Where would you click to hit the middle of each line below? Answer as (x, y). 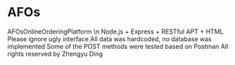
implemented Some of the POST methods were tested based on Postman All (118, 46)
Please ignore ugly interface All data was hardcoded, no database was (110, 38)
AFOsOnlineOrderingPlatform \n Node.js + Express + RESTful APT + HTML (115, 31)
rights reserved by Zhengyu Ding (55, 54)
